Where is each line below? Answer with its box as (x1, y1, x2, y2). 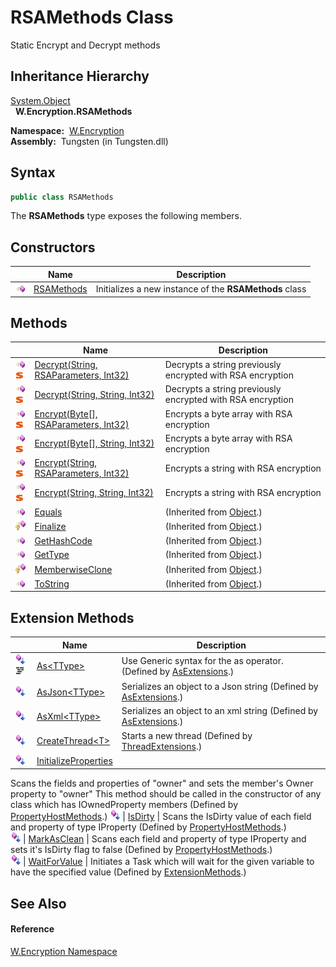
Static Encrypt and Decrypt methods (10, 39, 161, 51)
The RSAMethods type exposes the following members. (10, 210, 243, 222)
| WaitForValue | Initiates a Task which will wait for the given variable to (22, 856, 315, 868)
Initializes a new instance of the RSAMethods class (95, 283, 307, 295)
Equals (34, 506, 63, 518)
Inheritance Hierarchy (10, 68, 150, 85)
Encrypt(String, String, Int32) (34, 486, 154, 498)
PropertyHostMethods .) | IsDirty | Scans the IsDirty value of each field (10, 811, 312, 823)
